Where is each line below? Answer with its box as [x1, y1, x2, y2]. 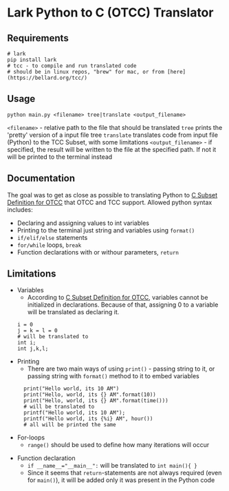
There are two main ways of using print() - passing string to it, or [27, 364, 215, 373]
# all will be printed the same [23, 422, 116, 428]
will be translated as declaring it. [27, 308, 120, 316]
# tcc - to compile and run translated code [7, 63, 137, 69]
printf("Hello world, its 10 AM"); [23, 409, 126, 417]
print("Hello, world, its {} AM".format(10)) [23, 391, 156, 398]
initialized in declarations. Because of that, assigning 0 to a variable [27, 301, 219, 309]
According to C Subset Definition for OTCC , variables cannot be [27, 294, 208, 302]
